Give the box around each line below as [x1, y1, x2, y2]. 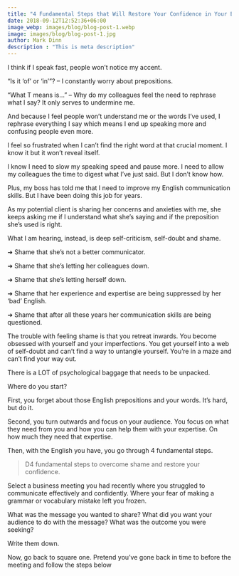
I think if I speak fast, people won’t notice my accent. [7, 63, 162, 71]
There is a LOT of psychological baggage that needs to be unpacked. [7, 368, 211, 377]
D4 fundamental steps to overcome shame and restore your [24, 460, 201, 468]
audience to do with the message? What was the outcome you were [7, 518, 206, 526]
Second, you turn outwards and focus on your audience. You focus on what [7, 417, 229, 426]
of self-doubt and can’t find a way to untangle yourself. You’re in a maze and [7, 347, 232, 355]
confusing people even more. [7, 127, 94, 135]
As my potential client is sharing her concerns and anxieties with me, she [7, 205, 222, 214]
